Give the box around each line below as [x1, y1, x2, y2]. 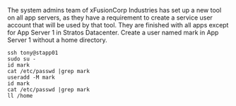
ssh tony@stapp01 [7, 49, 59, 56]
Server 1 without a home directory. [7, 36, 107, 44]
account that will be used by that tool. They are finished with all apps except [7, 21, 229, 29]
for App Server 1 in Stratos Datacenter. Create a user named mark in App [7, 28, 219, 37]
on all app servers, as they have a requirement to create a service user [7, 13, 213, 22]
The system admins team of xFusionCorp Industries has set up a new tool [7, 6, 222, 14]
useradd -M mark [7, 74, 55, 81]
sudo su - [7, 55, 37, 62]
